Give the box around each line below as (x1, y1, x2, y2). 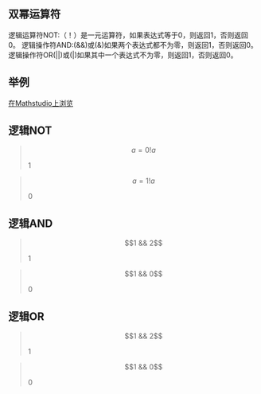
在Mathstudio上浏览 (8, 98, 73, 107)
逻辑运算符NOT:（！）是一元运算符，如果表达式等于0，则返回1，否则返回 (8, 30, 248, 40)
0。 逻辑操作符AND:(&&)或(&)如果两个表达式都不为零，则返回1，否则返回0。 (8, 40, 259, 49)
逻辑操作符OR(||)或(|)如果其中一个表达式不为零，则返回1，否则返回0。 (8, 50, 238, 60)
